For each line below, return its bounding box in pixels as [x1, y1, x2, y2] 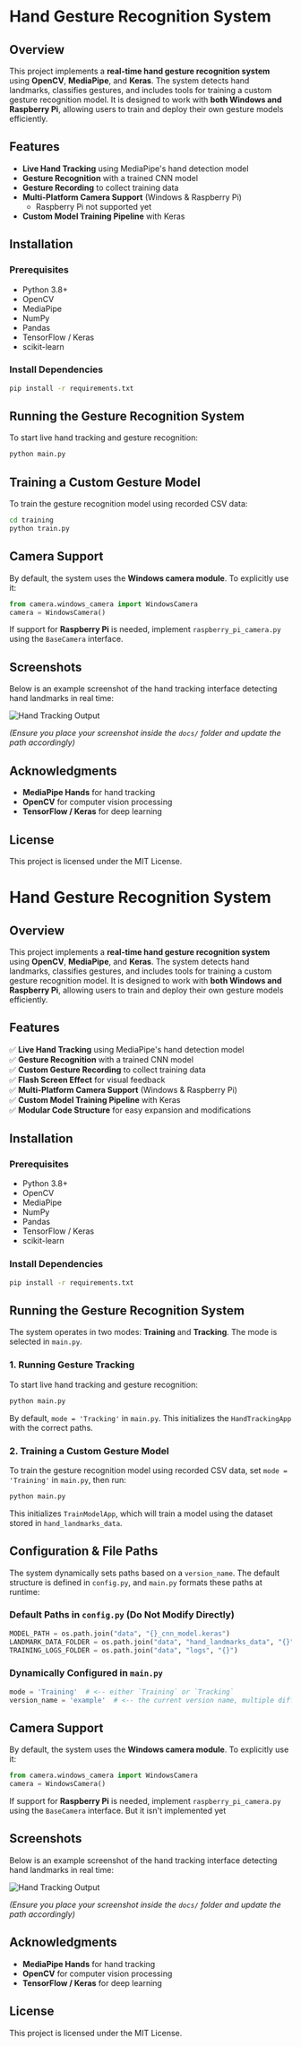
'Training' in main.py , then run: [9, 1474, 127, 1485]
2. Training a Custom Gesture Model [9, 1444, 170, 1457]
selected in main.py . [9, 1336, 82, 1347]
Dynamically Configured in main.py [9, 1667, 163, 1679]
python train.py [9, 525, 70, 533]
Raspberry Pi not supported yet [35, 201, 152, 212]
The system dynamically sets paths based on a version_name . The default [9, 1567, 280, 1578]
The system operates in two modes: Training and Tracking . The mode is [9, 1327, 278, 1338]
